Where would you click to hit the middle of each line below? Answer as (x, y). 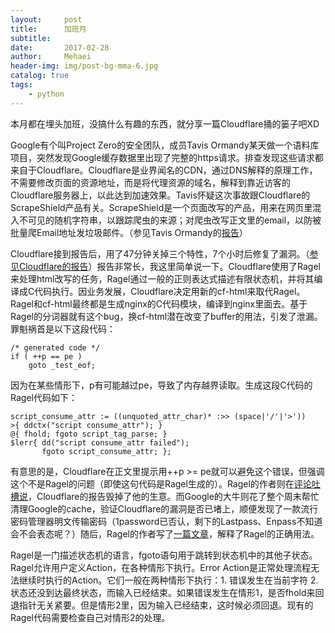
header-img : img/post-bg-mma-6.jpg (84, 66)
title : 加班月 (48, 29)
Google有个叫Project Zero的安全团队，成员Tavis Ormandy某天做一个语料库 (165, 145)
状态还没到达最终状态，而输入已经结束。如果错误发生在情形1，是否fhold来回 (167, 592)
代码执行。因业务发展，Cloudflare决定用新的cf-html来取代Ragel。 (170, 291)
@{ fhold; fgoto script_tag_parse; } (89, 434)
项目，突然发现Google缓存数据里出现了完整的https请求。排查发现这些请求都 (167, 157)
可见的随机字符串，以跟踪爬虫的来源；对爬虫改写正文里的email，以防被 (174, 220)
